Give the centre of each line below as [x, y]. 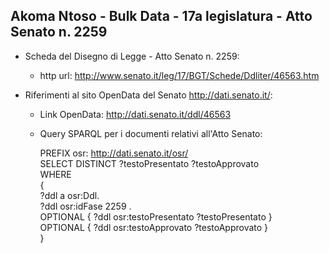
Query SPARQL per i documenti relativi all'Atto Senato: [151, 133]
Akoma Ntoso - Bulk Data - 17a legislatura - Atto [161, 16]
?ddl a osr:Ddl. [69, 195]
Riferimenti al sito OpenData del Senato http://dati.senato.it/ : [148, 95]
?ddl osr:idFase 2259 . [85, 206]
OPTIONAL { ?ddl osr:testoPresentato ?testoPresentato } [156, 216]
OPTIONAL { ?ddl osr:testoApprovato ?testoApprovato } [154, 227]
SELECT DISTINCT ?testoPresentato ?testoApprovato [149, 163]
